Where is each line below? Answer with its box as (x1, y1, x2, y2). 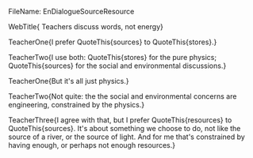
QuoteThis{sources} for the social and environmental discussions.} (8, 61, 227, 70)
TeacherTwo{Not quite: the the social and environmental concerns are (8, 92, 237, 101)
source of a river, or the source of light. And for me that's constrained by (8, 132, 246, 141)
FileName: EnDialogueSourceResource (8, 7, 135, 16)
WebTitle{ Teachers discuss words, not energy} (8, 22, 164, 31)
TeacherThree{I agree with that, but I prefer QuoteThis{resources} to (8, 115, 232, 125)
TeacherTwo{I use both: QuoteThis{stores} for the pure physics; (8, 53, 217, 62)
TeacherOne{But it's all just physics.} (8, 77, 129, 85)
